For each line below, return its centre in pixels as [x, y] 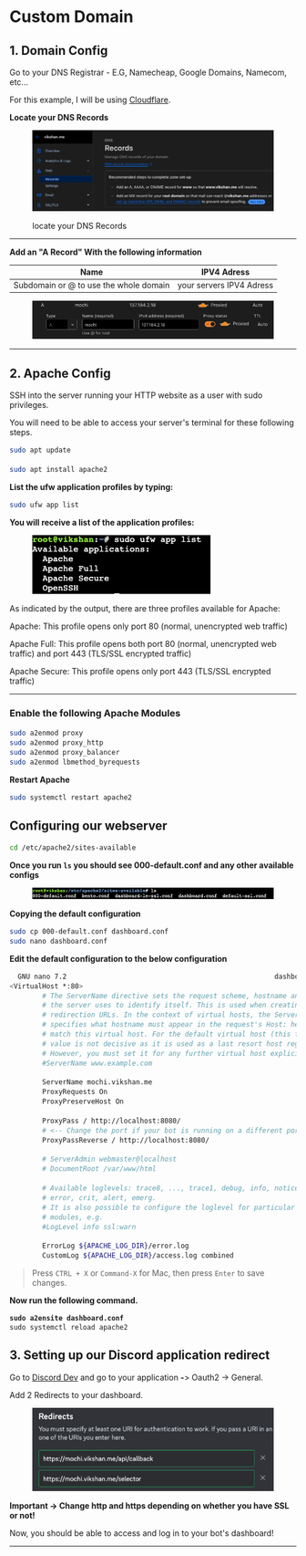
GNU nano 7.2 [42, 976]
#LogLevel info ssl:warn [89, 1227]
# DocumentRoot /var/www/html [99, 1169]
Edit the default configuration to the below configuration [118, 958]
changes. [49, 1283]
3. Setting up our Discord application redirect [140, 1356]
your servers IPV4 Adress [225, 286]
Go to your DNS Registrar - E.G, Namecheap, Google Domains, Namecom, [148, 72]
